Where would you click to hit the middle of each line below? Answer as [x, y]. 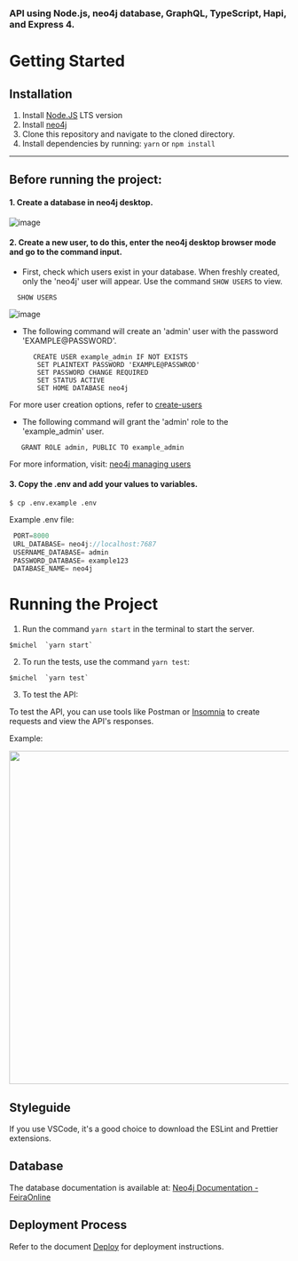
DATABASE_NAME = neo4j [53, 569]
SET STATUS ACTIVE [71, 380]
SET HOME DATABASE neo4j [82, 388]
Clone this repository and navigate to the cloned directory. [128, 134]
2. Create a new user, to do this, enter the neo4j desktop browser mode [143, 243]
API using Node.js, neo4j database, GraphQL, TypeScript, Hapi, [148, 13]
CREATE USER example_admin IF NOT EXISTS [110, 357]
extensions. [30, 1138]
